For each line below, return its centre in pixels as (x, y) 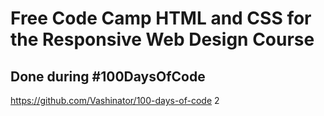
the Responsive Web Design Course (162, 39)
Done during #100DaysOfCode (108, 76)
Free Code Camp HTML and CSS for (161, 18)
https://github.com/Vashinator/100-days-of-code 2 (115, 100)
